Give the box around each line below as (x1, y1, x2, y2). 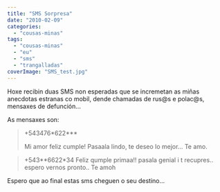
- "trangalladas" (13, 62, 64, 69)
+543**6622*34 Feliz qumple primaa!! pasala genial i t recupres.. (24, 155, 214, 164)
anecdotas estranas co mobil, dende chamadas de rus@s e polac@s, (7, 94, 205, 103)
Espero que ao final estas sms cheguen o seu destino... (7, 176, 165, 184)
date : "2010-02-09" (7, 17, 64, 24)
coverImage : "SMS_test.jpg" (7, 68, 89, 75)
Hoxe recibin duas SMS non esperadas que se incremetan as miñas (7, 87, 200, 96)
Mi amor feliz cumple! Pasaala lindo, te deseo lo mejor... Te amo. (24, 142, 208, 150)
